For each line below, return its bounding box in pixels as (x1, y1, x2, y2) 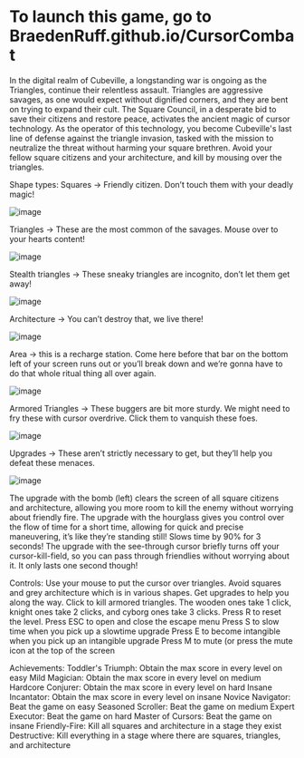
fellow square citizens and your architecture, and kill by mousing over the (9, 151, 282, 162)
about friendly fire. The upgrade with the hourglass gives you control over (9, 511, 285, 522)
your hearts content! (9, 233, 86, 244)
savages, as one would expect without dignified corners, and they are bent (9, 93, 289, 105)
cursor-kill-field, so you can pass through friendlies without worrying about (9, 550, 290, 561)
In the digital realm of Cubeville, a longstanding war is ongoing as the (9, 74, 267, 85)
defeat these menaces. (9, 457, 95, 468)
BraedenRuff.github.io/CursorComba (9, 25, 295, 46)
